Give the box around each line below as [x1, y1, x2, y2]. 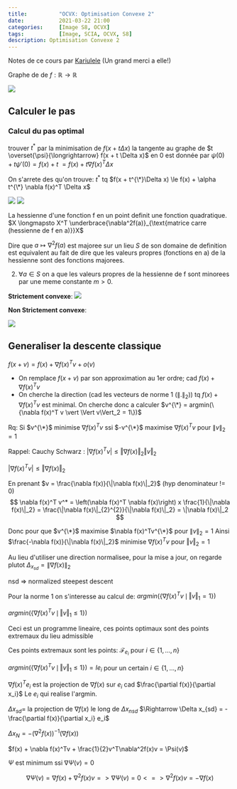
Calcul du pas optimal [8, 126, 84, 136]
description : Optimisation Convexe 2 [8, 37, 120, 44]
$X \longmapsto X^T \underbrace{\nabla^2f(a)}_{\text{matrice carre [8, 218, 207, 227]
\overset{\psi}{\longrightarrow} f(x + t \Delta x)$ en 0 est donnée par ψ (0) [8, 151, 225, 160]
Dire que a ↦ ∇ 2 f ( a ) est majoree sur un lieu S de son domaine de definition [8, 240, 227, 250]
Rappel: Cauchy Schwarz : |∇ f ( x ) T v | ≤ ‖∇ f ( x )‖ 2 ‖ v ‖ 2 [8, 446, 157, 457]
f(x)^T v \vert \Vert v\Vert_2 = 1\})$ [40, 408, 142, 417]
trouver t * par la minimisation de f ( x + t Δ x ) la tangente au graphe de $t [8, 142, 214, 152]
